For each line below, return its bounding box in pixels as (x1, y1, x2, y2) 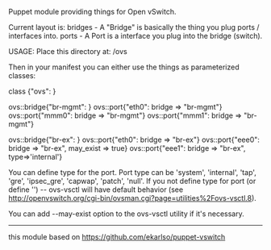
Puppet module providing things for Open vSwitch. (8, 7, 177, 16)
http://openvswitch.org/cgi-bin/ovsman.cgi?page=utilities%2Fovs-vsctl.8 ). (8, 194, 256, 202)
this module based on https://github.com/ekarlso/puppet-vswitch (8, 232, 226, 241)
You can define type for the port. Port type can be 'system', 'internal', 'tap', (8, 168, 256, 177)
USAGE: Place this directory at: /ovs (8, 47, 127, 56)
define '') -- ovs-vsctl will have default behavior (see (8, 185, 184, 194)
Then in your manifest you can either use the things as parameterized (8, 62, 240, 72)
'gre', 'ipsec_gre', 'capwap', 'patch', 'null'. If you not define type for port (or (8, 177, 256, 185)
